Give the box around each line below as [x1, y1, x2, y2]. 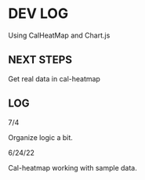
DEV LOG [8, 5, 69, 23]
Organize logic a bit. [8, 132, 73, 142]
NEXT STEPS [8, 53, 73, 67]
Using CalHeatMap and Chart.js [8, 31, 111, 40]
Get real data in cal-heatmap [8, 74, 100, 83]
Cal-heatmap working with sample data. [8, 163, 137, 172]
